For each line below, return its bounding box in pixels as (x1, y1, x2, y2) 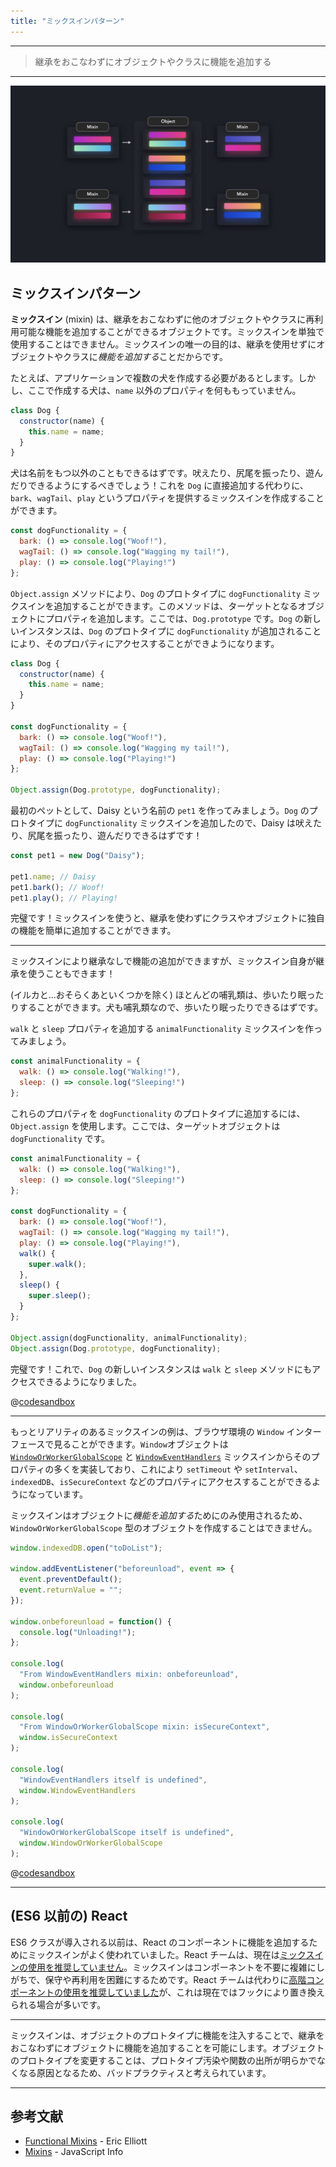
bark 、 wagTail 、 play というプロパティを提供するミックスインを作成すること (10, 492, 325, 504)
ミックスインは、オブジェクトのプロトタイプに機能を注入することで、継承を (10, 2029, 325, 2041)
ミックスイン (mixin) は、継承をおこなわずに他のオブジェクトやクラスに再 (10, 313, 315, 325)
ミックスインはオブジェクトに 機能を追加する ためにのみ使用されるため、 (10, 1509, 308, 1521)
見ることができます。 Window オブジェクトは (53, 1438, 229, 1450)
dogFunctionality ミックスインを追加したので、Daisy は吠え (64, 817, 313, 829)
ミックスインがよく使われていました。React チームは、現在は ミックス (27, 1948, 315, 1960)
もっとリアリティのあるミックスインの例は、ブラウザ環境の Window (10, 1425, 285, 1437)
